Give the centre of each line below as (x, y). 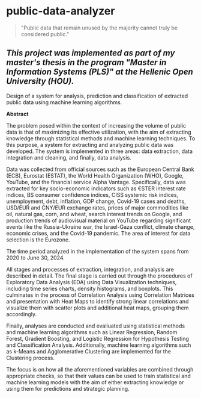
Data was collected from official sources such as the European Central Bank (100, 169)
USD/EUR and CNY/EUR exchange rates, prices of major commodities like (97, 207)
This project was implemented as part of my (91, 53)
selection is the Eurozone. (38, 240)
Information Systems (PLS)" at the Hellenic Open (100, 72)
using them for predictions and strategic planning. (68, 388)
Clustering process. (31, 358)
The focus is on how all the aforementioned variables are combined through (100, 369)
